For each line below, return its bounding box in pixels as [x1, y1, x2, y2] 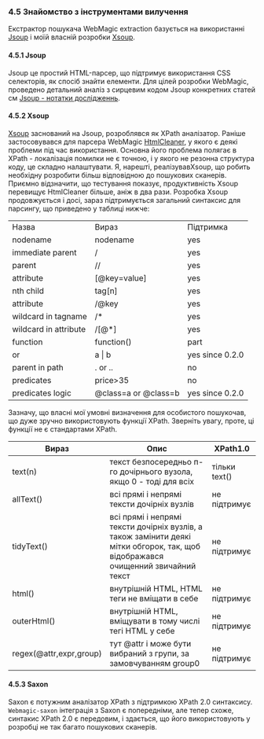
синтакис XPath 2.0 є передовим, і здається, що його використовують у [8, 714, 251, 723]
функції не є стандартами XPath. [8, 424, 118, 434]
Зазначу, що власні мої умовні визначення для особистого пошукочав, [8, 407, 247, 417]
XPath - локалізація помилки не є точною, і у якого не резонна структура [8, 153, 255, 163]
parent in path [12, 362, 64, 373]
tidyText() [12, 541, 49, 552]
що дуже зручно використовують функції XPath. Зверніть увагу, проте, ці [8, 416, 255, 425]
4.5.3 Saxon [8, 679, 49, 689]
